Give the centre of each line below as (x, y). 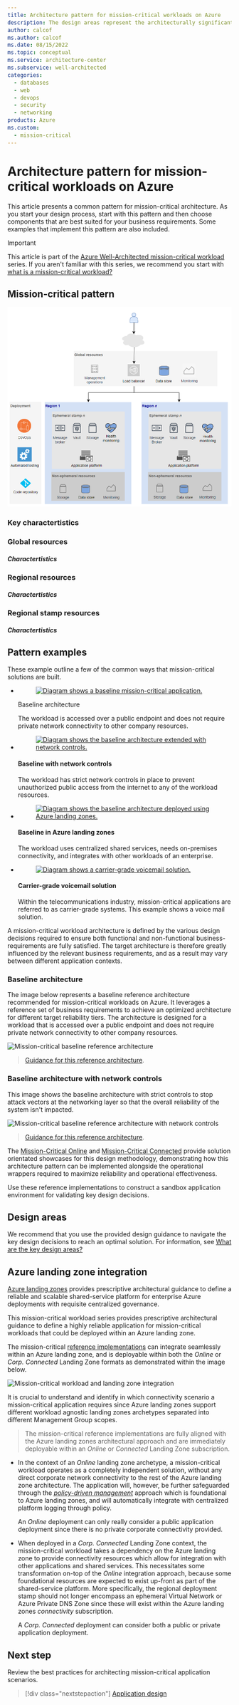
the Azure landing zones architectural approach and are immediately (125, 1441)
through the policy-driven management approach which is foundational (122, 1493)
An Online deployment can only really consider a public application (116, 1522)
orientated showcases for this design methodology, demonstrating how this (118, 1158)
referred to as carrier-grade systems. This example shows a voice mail (121, 909)
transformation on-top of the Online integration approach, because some (124, 1573)
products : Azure (31, 120)
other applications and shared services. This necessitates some (111, 1566)
